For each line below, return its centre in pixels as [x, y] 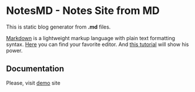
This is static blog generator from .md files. [58, 27]
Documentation [35, 69]
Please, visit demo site [33, 83]
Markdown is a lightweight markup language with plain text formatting [90, 38]
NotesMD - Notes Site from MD [83, 11]
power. [14, 50]
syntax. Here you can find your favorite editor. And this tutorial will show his [97, 44]
